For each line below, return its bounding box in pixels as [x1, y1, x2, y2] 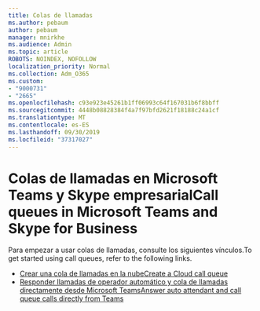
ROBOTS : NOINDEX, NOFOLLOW [8, 56, 97, 64]
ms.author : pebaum [8, 19, 68, 27]
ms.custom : [8, 77, 44, 85]
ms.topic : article [8, 48, 68, 56]
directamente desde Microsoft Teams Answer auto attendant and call [19, 286, 242, 295]
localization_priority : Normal [8, 63, 111, 71]
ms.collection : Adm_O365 [8, 70, 90, 78]
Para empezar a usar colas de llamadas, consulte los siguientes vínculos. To [8, 245, 253, 255]
